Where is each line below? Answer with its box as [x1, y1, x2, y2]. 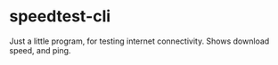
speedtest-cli [9, 6, 111, 27]
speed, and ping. [9, 45, 71, 55]
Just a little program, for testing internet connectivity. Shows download [9, 36, 270, 46]
